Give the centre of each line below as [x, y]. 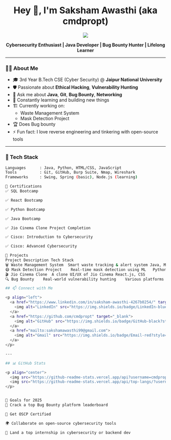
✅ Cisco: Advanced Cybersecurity [41, 246]
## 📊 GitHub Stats [25, 363]
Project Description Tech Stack [39, 260]
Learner [85, 50]
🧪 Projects [17, 256]
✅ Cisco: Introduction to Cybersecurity [49, 237]
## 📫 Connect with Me [29, 288]
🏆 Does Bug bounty [34, 124]
